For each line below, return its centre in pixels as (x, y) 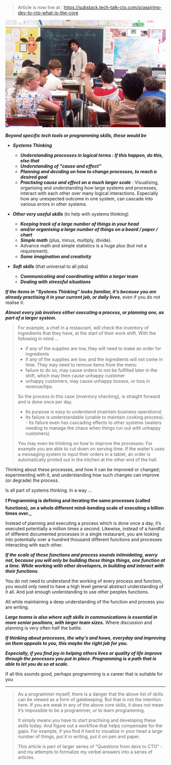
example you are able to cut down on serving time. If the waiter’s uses (91, 449)
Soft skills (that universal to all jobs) (50, 266)
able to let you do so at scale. (37, 664)
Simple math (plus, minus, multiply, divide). (66, 240)
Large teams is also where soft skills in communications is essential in (81, 617)
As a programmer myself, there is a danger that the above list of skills (91, 694)
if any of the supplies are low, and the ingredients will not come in (94, 359)
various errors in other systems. (54, 204)
